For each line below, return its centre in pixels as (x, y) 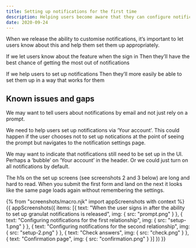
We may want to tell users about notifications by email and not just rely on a (97, 113)
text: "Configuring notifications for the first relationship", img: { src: (86, 221)
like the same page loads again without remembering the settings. (85, 190)
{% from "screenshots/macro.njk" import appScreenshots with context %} (95, 202)
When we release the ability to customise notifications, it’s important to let (95, 39)
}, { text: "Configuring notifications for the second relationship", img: (108, 226)
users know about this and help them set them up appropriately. (83, 45)
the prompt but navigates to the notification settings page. (76, 143)
